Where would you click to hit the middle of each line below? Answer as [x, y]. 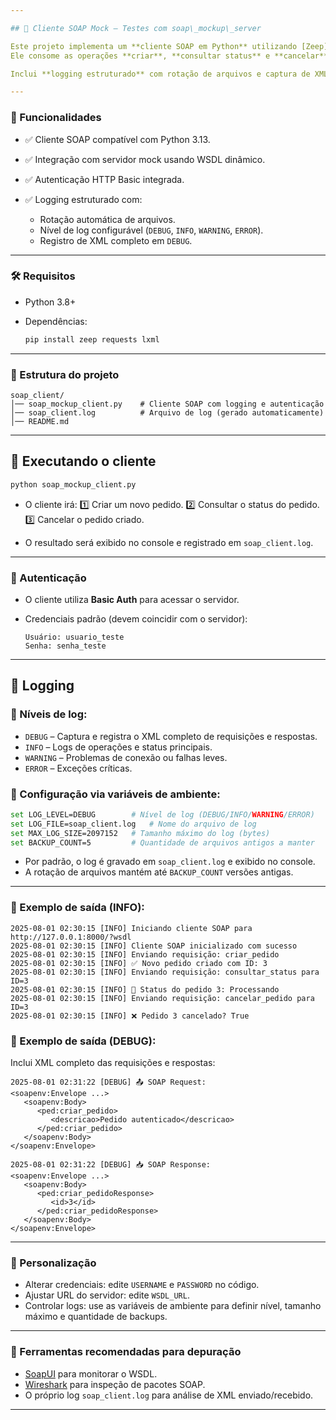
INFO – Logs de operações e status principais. [118, 747]
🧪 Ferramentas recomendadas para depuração [126, 1352]
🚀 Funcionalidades [56, 118]
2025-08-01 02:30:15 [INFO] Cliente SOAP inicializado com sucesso [154, 946]
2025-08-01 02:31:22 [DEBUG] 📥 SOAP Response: [111, 1165]
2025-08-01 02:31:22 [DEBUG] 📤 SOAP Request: [108, 1082]
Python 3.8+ [50, 302]
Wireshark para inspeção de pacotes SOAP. [115, 1384]
